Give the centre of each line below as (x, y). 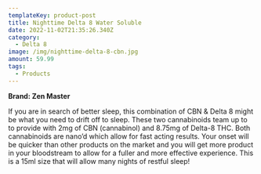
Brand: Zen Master (39, 96)
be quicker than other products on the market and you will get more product (130, 144)
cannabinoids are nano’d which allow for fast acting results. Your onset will (129, 136)
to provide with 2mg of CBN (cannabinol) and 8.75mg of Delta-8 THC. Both (129, 128)
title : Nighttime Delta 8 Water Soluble (75, 23)
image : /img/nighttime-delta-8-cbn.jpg (73, 52)
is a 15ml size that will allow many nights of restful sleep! (99, 161)
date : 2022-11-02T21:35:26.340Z (61, 30)
